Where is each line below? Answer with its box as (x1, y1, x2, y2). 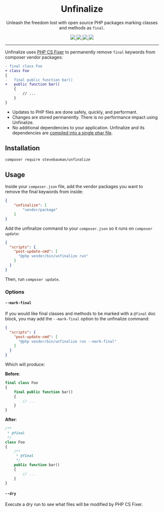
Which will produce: (5, 362, 45, 367)
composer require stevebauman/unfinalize (5, 157, 91, 162)
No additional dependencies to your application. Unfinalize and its (12, 124, 145, 130)
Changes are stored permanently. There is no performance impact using (12, 114, 158, 120)
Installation (5, 144, 40, 152)
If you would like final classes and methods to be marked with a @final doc (5, 310, 156, 317)
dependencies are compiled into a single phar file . (12, 130, 113, 136)
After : (5, 416, 17, 422)
